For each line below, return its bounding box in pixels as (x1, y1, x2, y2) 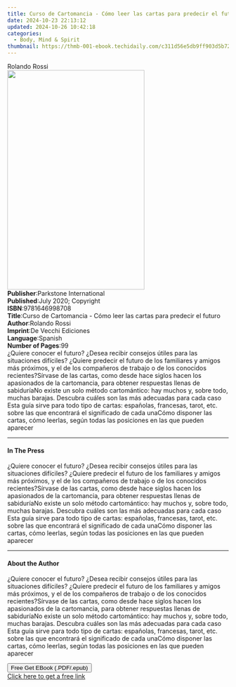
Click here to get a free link (7, 672, 86, 681)
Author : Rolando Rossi (7, 319, 72, 327)
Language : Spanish (7, 334, 63, 342)
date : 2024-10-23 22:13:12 (7, 17, 86, 24)
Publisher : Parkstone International (7, 289, 105, 297)
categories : (7, 30, 42, 37)
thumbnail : (7, 43, 39, 50)
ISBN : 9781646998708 (7, 304, 72, 313)
